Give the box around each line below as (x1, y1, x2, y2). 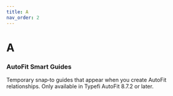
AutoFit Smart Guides (6, 62, 72, 70)
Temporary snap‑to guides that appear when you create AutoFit (6, 76, 167, 83)
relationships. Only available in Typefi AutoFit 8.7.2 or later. (6, 83, 154, 90)
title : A (6, 9, 29, 15)
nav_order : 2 (6, 15, 40, 21)
